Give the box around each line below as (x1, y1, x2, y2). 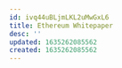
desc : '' (9, 29, 42, 38)
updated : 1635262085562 (9, 37, 98, 47)
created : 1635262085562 (9, 46, 98, 55)
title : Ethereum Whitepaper (9, 21, 114, 30)
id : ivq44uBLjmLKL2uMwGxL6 (9, 12, 110, 22)
